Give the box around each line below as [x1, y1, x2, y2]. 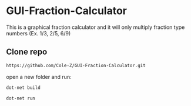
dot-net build [6, 84, 41, 91]
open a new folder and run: [6, 73, 72, 80]
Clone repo [6, 47, 48, 57]
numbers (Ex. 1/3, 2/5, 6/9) [6, 29, 71, 37]
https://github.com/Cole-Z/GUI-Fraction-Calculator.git [6, 62, 146, 68]
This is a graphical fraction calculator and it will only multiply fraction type [6, 24, 185, 31]
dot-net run [6, 95, 35, 101]
